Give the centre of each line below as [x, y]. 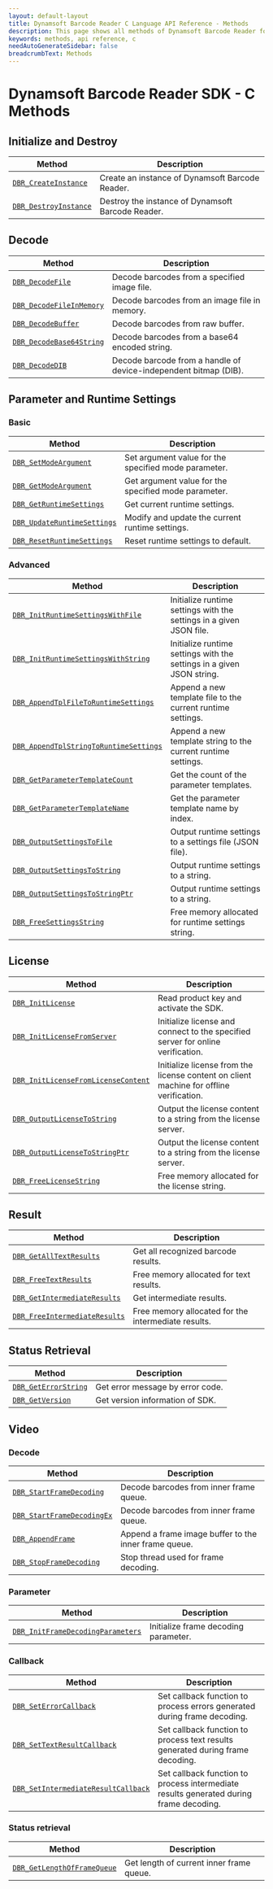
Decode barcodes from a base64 [175, 337]
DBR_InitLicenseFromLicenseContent [81, 1080]
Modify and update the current [183, 517]
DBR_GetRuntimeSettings [58, 504]
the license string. [192, 1186]
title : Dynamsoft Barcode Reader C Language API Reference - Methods [129, 24]
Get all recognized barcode [185, 1251]
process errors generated [207, 1706]
